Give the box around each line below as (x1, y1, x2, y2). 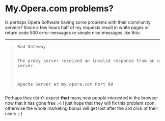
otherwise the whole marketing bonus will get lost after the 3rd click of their (5, 105, 159, 111)
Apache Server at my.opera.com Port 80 (17, 81, 113, 87)
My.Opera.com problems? (5, 3, 114, 14)
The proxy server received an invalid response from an (17, 58, 155, 63)
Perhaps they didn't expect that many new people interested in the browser (5, 94, 158, 101)
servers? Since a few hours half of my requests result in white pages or (5, 24, 149, 30)
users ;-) (5, 110, 23, 116)
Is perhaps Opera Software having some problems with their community (5, 19, 151, 25)
